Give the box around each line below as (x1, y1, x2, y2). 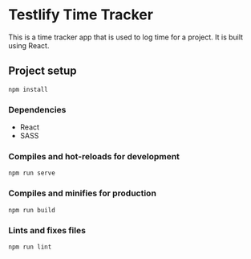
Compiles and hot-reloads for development (8, 150, 180, 162)
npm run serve (8, 169, 56, 178)
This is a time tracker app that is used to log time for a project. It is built (8, 32, 243, 42)
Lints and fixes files (8, 224, 87, 236)
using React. (8, 40, 50, 50)
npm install (8, 85, 48, 93)
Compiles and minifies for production (8, 187, 156, 199)
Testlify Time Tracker (8, 6, 154, 24)
